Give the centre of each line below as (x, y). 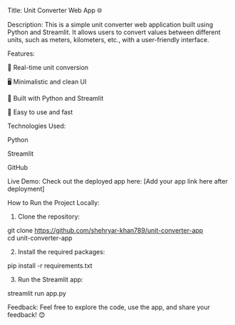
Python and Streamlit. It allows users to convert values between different (114, 32)
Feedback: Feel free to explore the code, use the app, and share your (109, 307)
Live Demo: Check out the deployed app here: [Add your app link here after (117, 181)
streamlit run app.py (37, 293)
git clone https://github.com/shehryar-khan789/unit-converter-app (105, 230)
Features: (21, 54)
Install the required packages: (61, 252)
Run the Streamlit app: (50, 279)
